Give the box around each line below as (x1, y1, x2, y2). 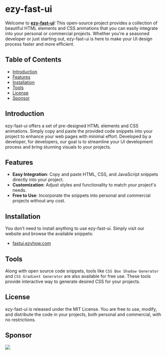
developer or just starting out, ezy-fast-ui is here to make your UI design (5, 36, 153, 42)
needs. (12, 187, 27, 193)
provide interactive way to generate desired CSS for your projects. (5, 278, 140, 284)
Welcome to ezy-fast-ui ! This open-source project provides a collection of (5, 20, 158, 26)
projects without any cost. (12, 198, 66, 204)
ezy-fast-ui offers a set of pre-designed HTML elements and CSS (5, 123, 139, 129)
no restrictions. (5, 317, 36, 323)
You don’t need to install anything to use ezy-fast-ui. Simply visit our (5, 225, 145, 232)
